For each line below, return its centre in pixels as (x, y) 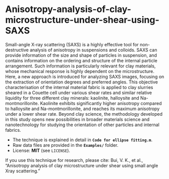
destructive (17, 50)
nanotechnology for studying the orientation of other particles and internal (82, 125)
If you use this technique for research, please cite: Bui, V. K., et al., (74, 160)
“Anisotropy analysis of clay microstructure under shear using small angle (82, 165)
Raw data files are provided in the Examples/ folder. (65, 145)
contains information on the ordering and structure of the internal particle (81, 60)
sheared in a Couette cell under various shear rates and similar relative (79, 93)
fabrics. (13, 130)
